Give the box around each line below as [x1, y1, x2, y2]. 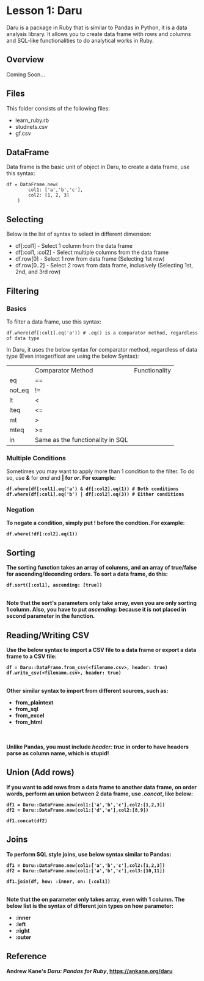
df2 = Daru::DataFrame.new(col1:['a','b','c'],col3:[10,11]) [6, 867, 166, 874]
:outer [15, 933, 32, 941]
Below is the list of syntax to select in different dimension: [6, 230, 151, 238]
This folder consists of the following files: [6, 104, 110, 112]
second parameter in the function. [6, 612, 95, 620]
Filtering [6, 286, 39, 296]
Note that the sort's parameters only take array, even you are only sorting [6, 599, 197, 607]
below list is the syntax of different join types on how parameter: [6, 902, 174, 910]
